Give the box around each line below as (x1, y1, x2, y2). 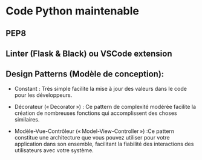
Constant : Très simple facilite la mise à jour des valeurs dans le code (14, 85, 187, 92)
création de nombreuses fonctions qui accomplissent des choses (14, 109, 177, 117)
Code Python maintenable (5, 4, 140, 18)
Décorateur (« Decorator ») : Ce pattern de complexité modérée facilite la (14, 103, 197, 110)
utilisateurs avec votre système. (14, 146, 94, 154)
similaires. (14, 115, 40, 123)
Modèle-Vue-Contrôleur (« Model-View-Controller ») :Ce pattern (14, 128, 175, 135)
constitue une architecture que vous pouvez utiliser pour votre (14, 134, 170, 141)
